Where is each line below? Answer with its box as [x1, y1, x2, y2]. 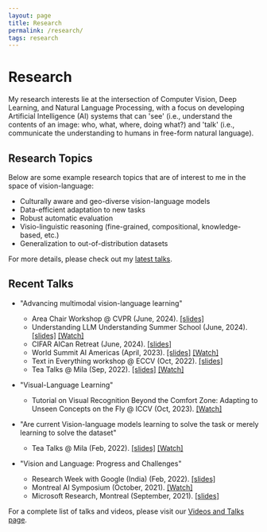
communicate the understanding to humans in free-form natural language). [8, 128, 254, 138]
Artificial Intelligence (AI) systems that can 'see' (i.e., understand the [8, 111, 233, 121]
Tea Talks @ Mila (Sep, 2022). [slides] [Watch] [31, 364, 184, 374]
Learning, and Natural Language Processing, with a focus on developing [8, 103, 245, 112]
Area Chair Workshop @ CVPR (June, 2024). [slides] [31, 314, 204, 323]
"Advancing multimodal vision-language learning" [19, 298, 183, 307]
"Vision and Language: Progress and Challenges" [19, 459, 182, 468]
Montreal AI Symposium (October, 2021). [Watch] [31, 483, 193, 492]
